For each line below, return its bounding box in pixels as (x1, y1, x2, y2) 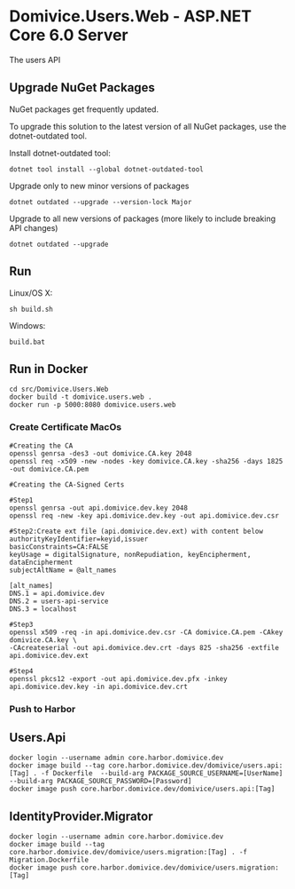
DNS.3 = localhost (9, 604, 77, 614)
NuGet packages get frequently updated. (9, 104, 159, 115)
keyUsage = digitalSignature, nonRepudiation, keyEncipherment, (9, 550, 252, 559)
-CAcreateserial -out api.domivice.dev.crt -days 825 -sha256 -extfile (9, 643, 279, 652)
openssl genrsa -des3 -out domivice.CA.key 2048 (9, 448, 192, 458)
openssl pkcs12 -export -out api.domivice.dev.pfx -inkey (9, 674, 228, 683)
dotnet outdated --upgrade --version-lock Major (9, 197, 192, 206)
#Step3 (9, 620, 34, 629)
